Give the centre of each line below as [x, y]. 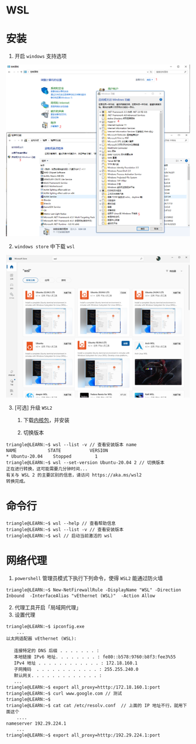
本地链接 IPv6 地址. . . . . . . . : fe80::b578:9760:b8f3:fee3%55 [95, 657]
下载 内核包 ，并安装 [46, 420]
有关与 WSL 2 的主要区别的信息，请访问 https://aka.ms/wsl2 [74, 475]
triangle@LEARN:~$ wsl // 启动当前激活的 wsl [59, 536]
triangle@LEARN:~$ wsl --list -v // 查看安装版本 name [71, 445]
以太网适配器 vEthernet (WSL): [41, 639]
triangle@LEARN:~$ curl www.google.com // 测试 [64, 693]
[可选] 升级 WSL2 [33, 407]
